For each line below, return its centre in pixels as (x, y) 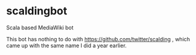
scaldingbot (37, 11)
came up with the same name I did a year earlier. (66, 45)
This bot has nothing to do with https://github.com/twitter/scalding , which (98, 39)
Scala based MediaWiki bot (40, 27)
